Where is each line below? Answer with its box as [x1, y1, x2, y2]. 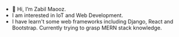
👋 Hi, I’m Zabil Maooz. [11, 6, 66, 12]
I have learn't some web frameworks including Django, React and [11, 18, 174, 25]
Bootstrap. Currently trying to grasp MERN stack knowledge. [11, 24, 162, 31]
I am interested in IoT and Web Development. [11, 12, 123, 19]
